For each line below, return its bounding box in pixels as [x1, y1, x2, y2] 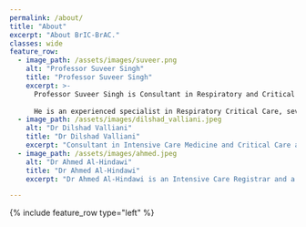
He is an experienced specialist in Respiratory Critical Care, [33, 107, 283, 116]
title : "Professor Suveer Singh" [25, 73, 153, 82]
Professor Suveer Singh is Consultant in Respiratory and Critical [33, 89, 296, 98]
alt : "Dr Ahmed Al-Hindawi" [25, 157, 132, 167]
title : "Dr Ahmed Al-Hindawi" [25, 166, 141, 175]
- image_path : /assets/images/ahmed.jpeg [17, 149, 178, 158]
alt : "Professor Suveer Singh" [25, 65, 145, 74]
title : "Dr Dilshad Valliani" [25, 132, 141, 141]
